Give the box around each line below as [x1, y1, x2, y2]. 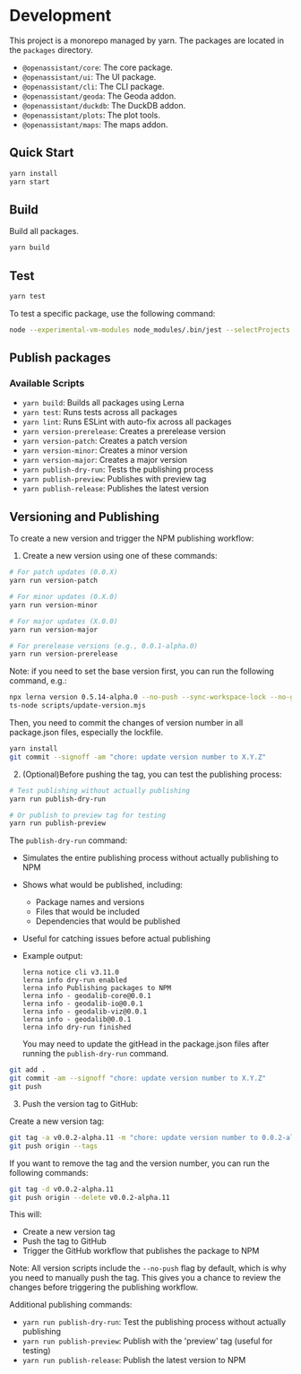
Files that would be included [35, 907, 141, 917]
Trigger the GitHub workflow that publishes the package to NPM [21, 1246, 260, 1257]
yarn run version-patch [9, 576, 99, 586]
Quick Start [9, 145, 74, 161]
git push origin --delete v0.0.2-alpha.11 [9, 1193, 170, 1202]
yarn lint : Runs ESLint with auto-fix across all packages [21, 416, 232, 427]
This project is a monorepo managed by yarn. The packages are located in [9, 35, 285, 46]
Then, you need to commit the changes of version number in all [9, 717, 244, 727]
